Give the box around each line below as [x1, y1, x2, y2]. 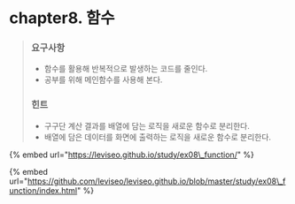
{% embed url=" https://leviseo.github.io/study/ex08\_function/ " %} [9, 149, 254, 160]
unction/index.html [9, 185, 78, 195]
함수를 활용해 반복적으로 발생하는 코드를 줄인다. [43, 64, 208, 74]
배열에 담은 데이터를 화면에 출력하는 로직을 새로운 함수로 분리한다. [43, 132, 272, 142]
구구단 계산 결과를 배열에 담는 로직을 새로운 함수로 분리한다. [43, 120, 251, 131]
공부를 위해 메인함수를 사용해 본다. [43, 74, 163, 85]
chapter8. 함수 [9, 8, 115, 28]
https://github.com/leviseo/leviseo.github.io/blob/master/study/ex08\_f [27, 176, 286, 186]
